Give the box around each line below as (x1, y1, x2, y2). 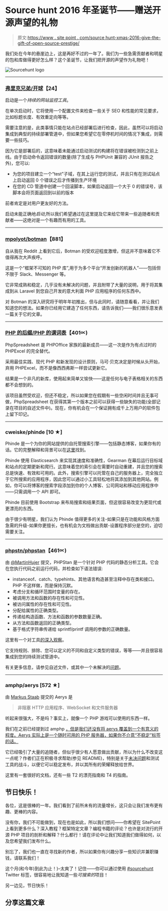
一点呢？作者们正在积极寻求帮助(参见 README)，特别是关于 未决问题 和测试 (5, 755, 159, 761)
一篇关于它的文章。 (5, 311, 45, 317)
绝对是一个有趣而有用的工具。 (26, 217, 88, 223)
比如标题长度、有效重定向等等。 (5, 114, 71, 120)
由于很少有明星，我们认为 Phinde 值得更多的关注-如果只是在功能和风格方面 (5, 516, 160, 522)
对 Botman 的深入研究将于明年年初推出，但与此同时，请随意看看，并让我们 (5, 298, 159, 304)
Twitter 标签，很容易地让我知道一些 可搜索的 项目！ (5, 871, 108, 877)
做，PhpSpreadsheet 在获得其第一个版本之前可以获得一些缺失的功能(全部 (5, 398, 156, 404)
